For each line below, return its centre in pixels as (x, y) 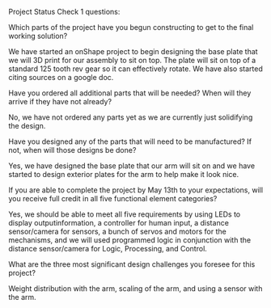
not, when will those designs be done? (72, 150)
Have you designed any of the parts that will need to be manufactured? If (130, 141)
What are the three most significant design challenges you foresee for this (132, 264)
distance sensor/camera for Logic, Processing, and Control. (108, 249)
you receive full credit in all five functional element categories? (113, 198)
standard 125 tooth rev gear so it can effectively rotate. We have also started (135, 69)
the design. (27, 126)
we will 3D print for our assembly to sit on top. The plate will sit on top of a (132, 60)
